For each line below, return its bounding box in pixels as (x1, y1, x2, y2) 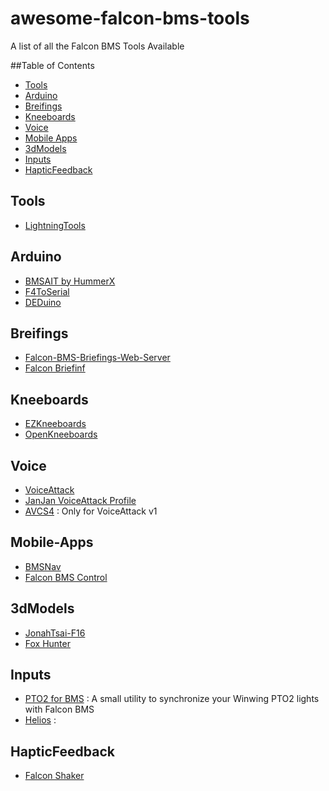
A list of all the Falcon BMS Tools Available (10, 40, 185, 52)
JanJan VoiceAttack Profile (24, 495, 137, 506)
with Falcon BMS (24, 703, 95, 716)
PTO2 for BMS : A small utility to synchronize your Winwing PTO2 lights (24, 693, 320, 705)
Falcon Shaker (24, 770, 85, 782)
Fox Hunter (24, 637, 71, 649)
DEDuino (24, 296, 62, 308)
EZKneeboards (24, 418, 87, 430)
